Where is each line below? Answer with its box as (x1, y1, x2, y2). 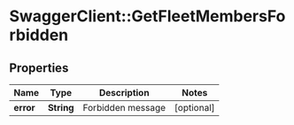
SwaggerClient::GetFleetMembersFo (9, 6, 286, 27)
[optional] (174, 102, 215, 113)
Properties (9, 60, 69, 75)
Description (98, 87, 150, 98)
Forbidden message (82, 102, 166, 113)
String (47, 102, 74, 113)
